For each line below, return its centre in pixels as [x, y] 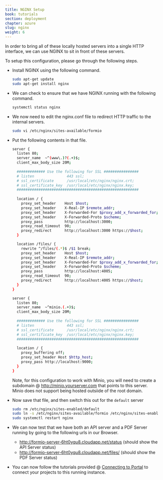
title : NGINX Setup [25, 10]
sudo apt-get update [33, 79]
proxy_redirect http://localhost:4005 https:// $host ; [82, 280]
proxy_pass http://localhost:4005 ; [67, 271]
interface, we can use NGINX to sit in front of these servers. [65, 51]
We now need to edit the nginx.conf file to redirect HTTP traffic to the [81, 116]
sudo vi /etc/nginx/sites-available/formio [57, 131]
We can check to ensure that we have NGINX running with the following [84, 93]
